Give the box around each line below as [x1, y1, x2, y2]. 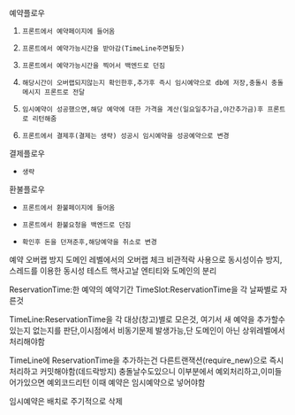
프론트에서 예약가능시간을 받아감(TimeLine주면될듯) [21, 44, 185, 53]
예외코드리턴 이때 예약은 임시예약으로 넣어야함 [47, 377, 206, 388]
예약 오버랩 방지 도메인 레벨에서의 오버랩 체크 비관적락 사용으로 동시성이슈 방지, [9, 255, 283, 265]
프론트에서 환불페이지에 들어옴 [21, 204, 116, 212]
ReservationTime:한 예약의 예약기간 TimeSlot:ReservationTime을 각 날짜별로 [9, 284, 278, 295]
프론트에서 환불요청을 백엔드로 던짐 [21, 220, 132, 229]
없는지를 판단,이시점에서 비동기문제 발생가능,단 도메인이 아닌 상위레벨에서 [32, 326, 285, 335]
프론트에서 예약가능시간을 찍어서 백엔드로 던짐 [21, 61, 166, 70]
